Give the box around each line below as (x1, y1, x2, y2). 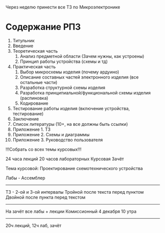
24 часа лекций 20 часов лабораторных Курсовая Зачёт (5, 156, 124, 162)
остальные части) (20, 79, 58, 85)
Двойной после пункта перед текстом (5, 194, 86, 200)
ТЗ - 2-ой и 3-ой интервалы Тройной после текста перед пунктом (5, 189, 144, 195)
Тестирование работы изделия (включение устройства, (12, 105, 130, 111)
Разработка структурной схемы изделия (20, 85, 106, 90)
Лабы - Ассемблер (5, 175, 46, 181)
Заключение (12, 116, 39, 122)
